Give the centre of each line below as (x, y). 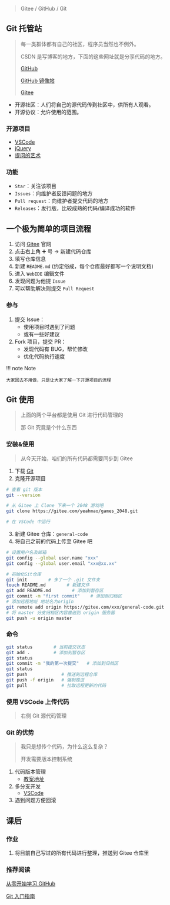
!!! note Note (21, 368)
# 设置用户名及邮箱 (26, 552)
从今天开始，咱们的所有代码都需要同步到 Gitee (77, 458)
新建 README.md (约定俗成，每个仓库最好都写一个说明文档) (84, 266)
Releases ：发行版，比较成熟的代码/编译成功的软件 (75, 208)
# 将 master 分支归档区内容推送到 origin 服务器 (61, 613)
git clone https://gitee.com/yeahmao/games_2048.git (72, 511)
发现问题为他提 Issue (40, 281)
